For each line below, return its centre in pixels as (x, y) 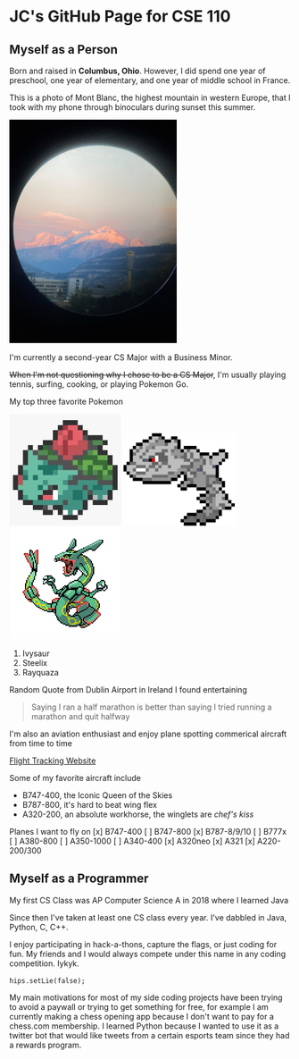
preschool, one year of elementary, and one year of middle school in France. (150, 80)
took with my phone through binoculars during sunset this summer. (133, 107)
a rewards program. (46, 1045)
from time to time (41, 743)
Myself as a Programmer (79, 879)
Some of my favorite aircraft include (75, 778)
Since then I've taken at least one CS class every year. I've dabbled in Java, (148, 917)
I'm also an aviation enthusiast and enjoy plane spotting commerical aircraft (148, 734)
